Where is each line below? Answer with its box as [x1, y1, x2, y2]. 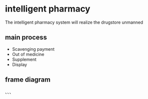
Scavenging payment [12, 46, 55, 52]
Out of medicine [12, 51, 45, 57]
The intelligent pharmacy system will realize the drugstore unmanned [5, 19, 143, 25]
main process [5, 33, 47, 42]
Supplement [12, 57, 37, 62]
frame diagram [5, 76, 51, 84]
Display [12, 61, 28, 67]
